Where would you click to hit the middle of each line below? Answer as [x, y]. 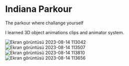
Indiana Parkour [39, 9]
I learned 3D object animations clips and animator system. [65, 32]
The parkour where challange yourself [44, 23]
